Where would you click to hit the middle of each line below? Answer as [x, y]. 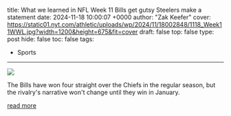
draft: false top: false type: [177, 32]
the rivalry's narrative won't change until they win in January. [93, 92]
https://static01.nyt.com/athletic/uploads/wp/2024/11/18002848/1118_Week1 [114, 24]
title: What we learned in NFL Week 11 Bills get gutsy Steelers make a [104, 10]
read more [22, 105]
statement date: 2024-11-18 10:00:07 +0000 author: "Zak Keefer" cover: [109, 17]
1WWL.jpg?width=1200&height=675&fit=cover [73, 32]
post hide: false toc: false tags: [51, 39]
